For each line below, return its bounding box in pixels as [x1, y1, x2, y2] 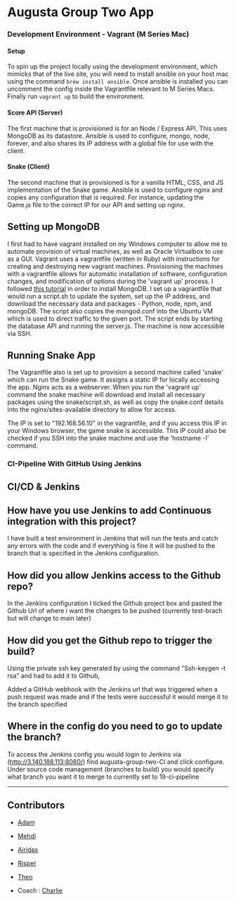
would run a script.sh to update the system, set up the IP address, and [7, 292, 211, 300]
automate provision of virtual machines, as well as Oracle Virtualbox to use [7, 247, 223, 255]
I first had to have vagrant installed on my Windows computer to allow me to [7, 240, 228, 248]
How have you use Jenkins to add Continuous [7, 505, 212, 517]
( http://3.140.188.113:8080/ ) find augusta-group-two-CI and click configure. [7, 757, 225, 766]
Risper [17, 859, 37, 867]
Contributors [7, 799, 65, 812]
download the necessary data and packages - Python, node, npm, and [7, 299, 211, 308]
